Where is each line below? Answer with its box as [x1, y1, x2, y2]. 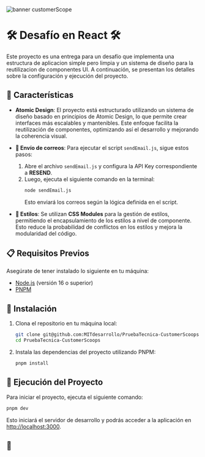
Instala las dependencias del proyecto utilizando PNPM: [15, 349, 156, 355]
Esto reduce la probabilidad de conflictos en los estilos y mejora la [15, 223, 182, 231]
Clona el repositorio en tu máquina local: [15, 320, 117, 327]
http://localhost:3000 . [6, 423, 61, 430]
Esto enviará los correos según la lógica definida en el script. [24, 198, 179, 206]
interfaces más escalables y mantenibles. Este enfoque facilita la [15, 119, 179, 127]
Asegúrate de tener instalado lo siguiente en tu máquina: [6, 267, 149, 275]
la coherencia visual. [15, 132, 67, 139]
